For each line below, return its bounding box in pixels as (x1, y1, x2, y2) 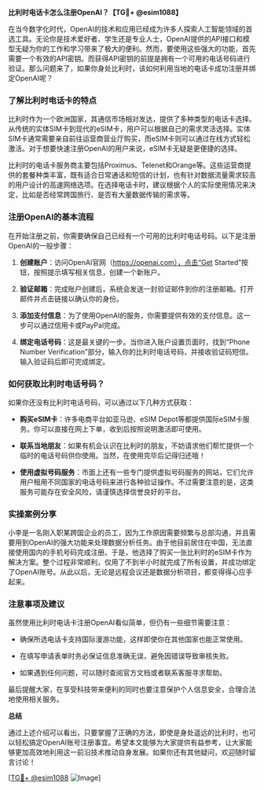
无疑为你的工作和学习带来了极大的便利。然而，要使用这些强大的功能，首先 (14, 44, 256, 53)
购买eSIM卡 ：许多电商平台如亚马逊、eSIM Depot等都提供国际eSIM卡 (19, 414, 244, 424)
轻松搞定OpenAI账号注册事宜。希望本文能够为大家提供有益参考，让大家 (14, 738, 246, 748)
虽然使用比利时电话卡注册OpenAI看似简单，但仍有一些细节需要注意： (8, 618, 233, 627)
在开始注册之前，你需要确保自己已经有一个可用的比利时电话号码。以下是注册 (8, 231, 256, 241)
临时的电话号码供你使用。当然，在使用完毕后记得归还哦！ (19, 450, 206, 460)
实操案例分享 (8, 509, 57, 520)
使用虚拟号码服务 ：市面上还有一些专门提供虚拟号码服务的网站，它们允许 (19, 467, 254, 476)
